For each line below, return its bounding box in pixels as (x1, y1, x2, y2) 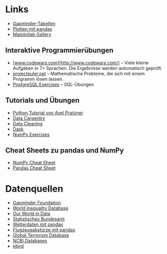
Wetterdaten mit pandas (12, 221, 64, 227)
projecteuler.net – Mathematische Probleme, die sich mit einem (12, 70, 145, 77)
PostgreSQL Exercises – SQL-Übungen (12, 81, 94, 87)
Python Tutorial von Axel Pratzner (12, 110, 83, 116)
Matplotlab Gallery (12, 31, 52, 37)
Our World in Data (12, 211, 50, 217)
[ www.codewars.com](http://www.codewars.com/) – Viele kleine (12, 60, 149, 66)
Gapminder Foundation (12, 200, 61, 206)
